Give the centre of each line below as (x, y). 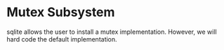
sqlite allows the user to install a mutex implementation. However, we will (112, 32)
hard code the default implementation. (62, 39)
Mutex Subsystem (61, 12)
